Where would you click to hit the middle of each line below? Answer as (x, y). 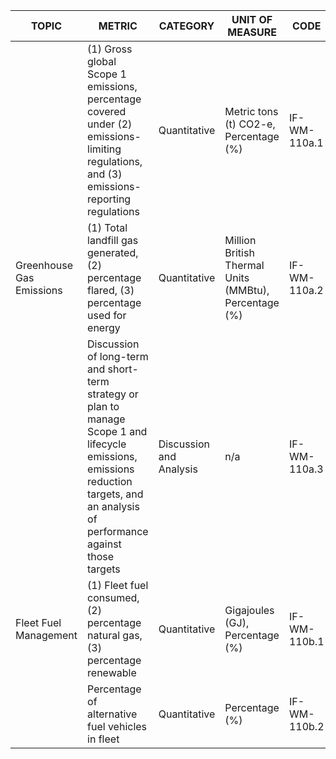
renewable (112, 672)
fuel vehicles (117, 726)
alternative (112, 714)
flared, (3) (111, 290)
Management (46, 635)
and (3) (105, 174)
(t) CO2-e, (250, 124)
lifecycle (107, 444)
